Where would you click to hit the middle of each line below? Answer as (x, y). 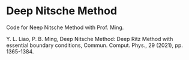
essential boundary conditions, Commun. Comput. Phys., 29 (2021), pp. (94, 45)
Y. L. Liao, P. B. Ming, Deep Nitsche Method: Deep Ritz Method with (90, 39)
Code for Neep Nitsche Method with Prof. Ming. (65, 27)
